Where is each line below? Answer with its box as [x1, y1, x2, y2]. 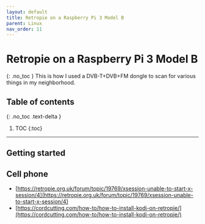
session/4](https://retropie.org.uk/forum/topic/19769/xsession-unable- [15, 192, 193, 199]
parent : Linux [6, 20, 43, 26]
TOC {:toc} [15, 125, 43, 132]
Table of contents [6, 96, 74, 107]
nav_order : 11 [6, 26, 43, 32]
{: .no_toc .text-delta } [6, 113, 62, 120]
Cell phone [6, 168, 49, 179]
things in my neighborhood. [6, 79, 76, 86]
